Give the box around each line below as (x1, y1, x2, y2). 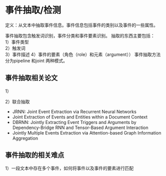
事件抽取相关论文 (5, 73, 58, 82)
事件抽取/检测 (5, 4, 61, 16)
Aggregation (12, 135, 38, 141)
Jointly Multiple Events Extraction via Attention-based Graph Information (12, 129, 162, 135)
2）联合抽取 (5, 98, 30, 104)
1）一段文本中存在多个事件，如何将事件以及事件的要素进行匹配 (5, 165, 134, 171)
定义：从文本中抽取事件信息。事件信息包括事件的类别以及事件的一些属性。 (5, 22, 158, 28)
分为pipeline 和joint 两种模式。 (5, 57, 68, 63)
